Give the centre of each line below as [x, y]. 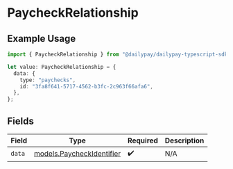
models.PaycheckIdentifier [77, 154]
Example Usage [42, 39]
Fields [21, 121]
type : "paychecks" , [48, 80]
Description [184, 140]
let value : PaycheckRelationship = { [62, 67]
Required [143, 140]
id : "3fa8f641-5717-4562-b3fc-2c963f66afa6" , [87, 86]
